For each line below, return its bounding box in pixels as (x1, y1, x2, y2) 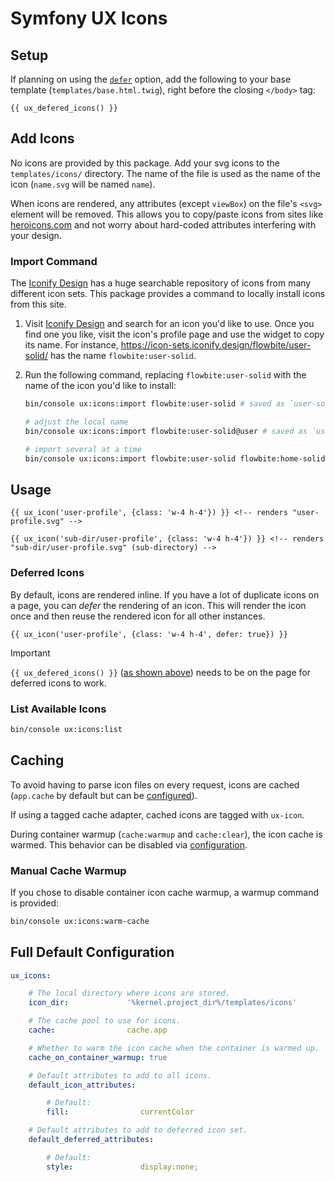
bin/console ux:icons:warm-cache (10, 916, 150, 926)
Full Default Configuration (10, 944, 175, 961)
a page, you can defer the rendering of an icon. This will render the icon (10, 599, 307, 611)
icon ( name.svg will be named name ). (10, 178, 156, 190)
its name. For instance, (24, 339, 119, 351)
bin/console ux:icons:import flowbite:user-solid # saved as (24, 399, 286, 409)
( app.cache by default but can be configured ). (10, 789, 198, 801)
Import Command (10, 254, 98, 268)
